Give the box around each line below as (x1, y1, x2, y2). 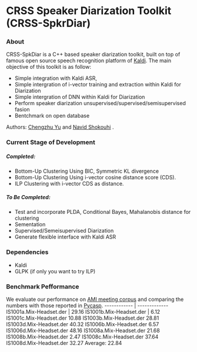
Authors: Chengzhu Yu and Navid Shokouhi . (6, 123, 114, 130)
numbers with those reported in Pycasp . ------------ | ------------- (6, 301, 169, 309)
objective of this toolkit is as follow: (6, 63, 91, 71)
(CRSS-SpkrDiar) (6, 16, 91, 30)
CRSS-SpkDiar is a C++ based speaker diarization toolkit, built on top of (6, 51, 181, 58)
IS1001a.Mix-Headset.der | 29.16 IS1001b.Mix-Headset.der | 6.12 (6, 308, 161, 315)
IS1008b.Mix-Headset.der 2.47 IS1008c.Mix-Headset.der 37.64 (6, 333, 159, 340)
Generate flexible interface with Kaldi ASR (14, 233, 116, 240)
